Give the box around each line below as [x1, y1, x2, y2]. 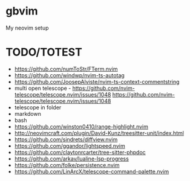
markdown [14, 110, 42, 117]
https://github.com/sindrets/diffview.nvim [14, 136, 118, 143]
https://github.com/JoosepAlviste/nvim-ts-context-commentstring [14, 78, 180, 85]
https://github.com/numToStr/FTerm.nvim [14, 65, 119, 72]
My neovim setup [5, 24, 49, 31]
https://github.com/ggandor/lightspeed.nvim [14, 142, 125, 149]
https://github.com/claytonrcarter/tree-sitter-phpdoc [14, 148, 146, 156]
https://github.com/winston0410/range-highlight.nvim [14, 122, 149, 130]
